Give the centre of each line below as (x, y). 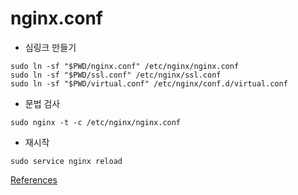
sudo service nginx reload (66, 161)
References (34, 179)
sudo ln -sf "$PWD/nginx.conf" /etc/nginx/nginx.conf (125, 66)
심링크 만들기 (50, 47)
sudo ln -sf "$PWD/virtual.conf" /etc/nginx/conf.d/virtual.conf (149, 83)
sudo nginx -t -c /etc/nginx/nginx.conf (96, 122)
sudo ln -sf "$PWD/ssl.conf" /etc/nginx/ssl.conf (116, 75)
